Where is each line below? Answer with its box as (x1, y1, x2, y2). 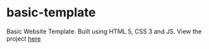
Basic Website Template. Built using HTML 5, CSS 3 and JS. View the (6, 27, 202, 35)
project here (6, 34, 41, 42)
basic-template (6, 5, 96, 20)
